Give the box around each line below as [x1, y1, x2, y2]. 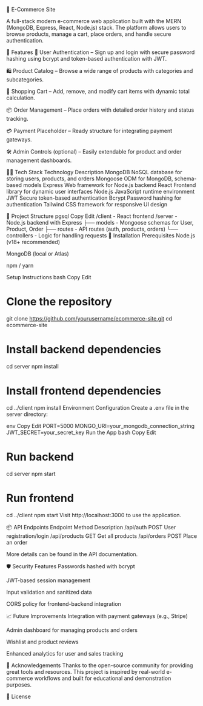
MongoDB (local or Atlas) [6, 250, 70, 257]
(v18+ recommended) [6, 239, 61, 245]
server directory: [6, 410, 48, 418]
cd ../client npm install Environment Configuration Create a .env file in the [6, 404, 189, 411]
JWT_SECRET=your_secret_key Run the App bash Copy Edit [6, 429, 156, 436]
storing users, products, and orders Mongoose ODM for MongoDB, [6, 175, 173, 182]
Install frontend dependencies [6, 384, 162, 398]
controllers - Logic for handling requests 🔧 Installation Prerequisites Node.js [6, 232, 196, 239]
